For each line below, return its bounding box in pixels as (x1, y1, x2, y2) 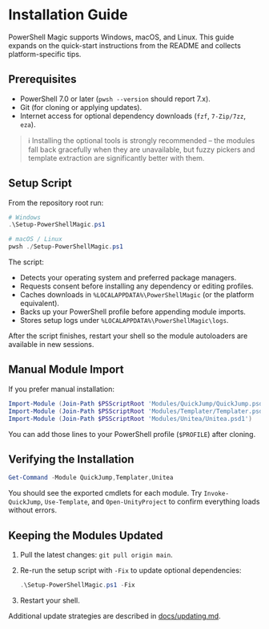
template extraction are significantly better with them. (27, 153, 205, 162)
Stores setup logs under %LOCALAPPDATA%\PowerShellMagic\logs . (19, 316, 229, 325)
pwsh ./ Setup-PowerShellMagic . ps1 (8, 243, 124, 251)
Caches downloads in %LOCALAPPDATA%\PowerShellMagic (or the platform (19, 290, 255, 300)
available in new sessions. (8, 340, 94, 349)
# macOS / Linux (8, 235, 62, 243)
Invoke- (203, 490, 230, 498)
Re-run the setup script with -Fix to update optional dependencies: (19, 566, 242, 575)
